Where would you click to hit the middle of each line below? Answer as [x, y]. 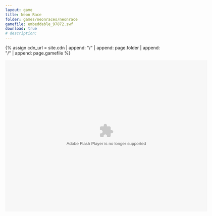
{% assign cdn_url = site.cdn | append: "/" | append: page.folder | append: [83, 48]
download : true [21, 29]
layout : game [19, 10]
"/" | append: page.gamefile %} [38, 53]
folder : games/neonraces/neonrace [42, 19]
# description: [21, 33]
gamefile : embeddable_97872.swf [39, 24]
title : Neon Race [23, 15]
